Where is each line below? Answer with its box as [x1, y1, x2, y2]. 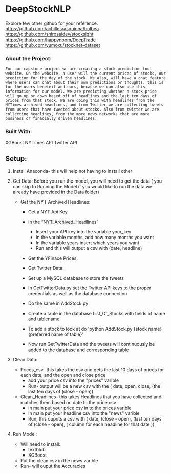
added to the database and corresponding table [28, 347, 129, 353]
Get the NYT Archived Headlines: [20, 199, 91, 205]
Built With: [5, 128, 32, 135]
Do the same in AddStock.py [28, 300, 89, 306]
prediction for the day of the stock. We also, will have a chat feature [5, 76, 166, 81]
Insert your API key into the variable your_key [35, 229, 132, 235]
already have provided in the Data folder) [12, 189, 100, 195]
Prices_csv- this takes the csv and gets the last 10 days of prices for [20, 367, 164, 373]
